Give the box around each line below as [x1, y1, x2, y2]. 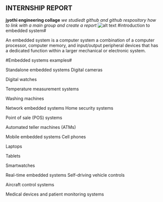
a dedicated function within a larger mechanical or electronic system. [5, 47, 146, 53]
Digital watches [5, 76, 37, 82]
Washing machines [5, 95, 44, 101]
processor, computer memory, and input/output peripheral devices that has [5, 42, 159, 48]
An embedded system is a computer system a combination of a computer [5, 37, 155, 43]
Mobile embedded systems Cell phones [5, 133, 86, 140]
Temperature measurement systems [5, 86, 79, 92]
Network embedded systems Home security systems [5, 105, 114, 111]
